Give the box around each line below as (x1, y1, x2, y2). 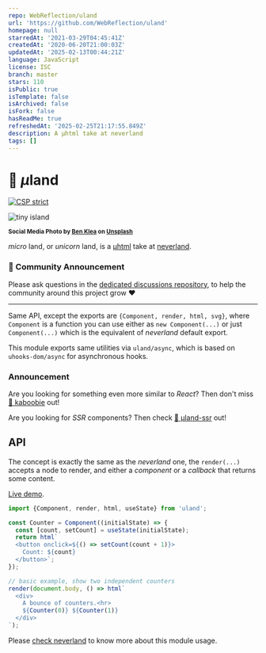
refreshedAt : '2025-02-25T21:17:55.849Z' (8, 122, 147, 130)
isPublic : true (8, 85, 59, 94)
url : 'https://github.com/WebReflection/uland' (8, 19, 169, 27)
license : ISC (8, 63, 51, 71)
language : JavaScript (8, 56, 80, 64)
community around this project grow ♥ (8, 288, 136, 297)
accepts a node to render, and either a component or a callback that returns (8, 465, 256, 475)
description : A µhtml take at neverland (8, 129, 144, 137)
